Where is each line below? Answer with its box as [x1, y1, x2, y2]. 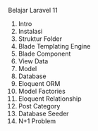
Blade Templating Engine [18, 42, 91, 50]
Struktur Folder [18, 35, 63, 43]
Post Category [18, 102, 61, 110]
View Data [18, 57, 49, 65]
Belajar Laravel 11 [8, 6, 59, 14]
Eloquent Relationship [18, 94, 82, 103]
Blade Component [18, 49, 71, 58]
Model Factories [18, 87, 66, 95]
